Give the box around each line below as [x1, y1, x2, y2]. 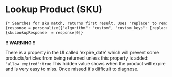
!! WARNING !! [5, 40, 36, 46]
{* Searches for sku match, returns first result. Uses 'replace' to [5, 21, 157, 26]
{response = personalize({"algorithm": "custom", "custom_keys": [5, 25, 147, 30]
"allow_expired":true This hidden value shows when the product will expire [5, 60, 166, 66]
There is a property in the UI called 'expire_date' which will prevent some [5, 49, 159, 55]
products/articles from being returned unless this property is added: [5, 55, 149, 61]
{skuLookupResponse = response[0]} [5, 30, 83, 35]
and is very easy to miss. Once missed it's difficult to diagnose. [5, 66, 139, 72]
